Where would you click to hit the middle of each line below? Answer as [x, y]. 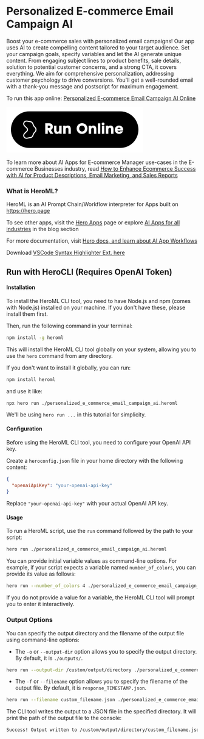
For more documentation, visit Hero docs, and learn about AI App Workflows [102, 241]
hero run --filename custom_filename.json [61, 700]
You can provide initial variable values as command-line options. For [92, 561]
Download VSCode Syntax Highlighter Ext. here [66, 253]
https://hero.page [28, 211]
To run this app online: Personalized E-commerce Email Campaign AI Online [101, 98]
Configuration [24, 429]
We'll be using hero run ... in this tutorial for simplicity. [76, 415]
